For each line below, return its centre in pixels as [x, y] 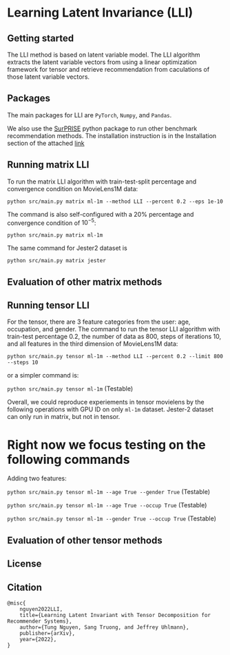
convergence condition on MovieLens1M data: [73, 188]
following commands [69, 459]
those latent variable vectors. [49, 77]
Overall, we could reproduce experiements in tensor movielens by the [106, 402]
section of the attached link [46, 143]
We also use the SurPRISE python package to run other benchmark [102, 128]
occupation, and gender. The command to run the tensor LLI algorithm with [114, 329]
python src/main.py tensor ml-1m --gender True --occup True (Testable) [112, 518]
